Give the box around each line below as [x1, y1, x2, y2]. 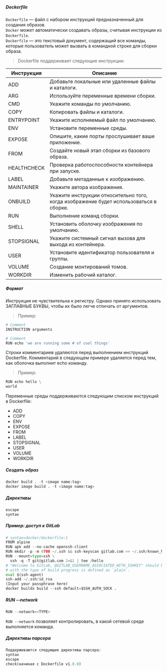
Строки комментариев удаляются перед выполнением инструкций [5, 350, 149, 356]
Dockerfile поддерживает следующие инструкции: [17, 58, 125, 64]
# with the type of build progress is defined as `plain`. [5, 568, 130, 573]
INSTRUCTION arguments [5, 327, 53, 332]
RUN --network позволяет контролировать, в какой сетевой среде [5, 618, 144, 624]
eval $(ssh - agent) [5, 572, 44, 577]
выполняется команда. [5, 623, 55, 629]
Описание [92, 70, 117, 77]
